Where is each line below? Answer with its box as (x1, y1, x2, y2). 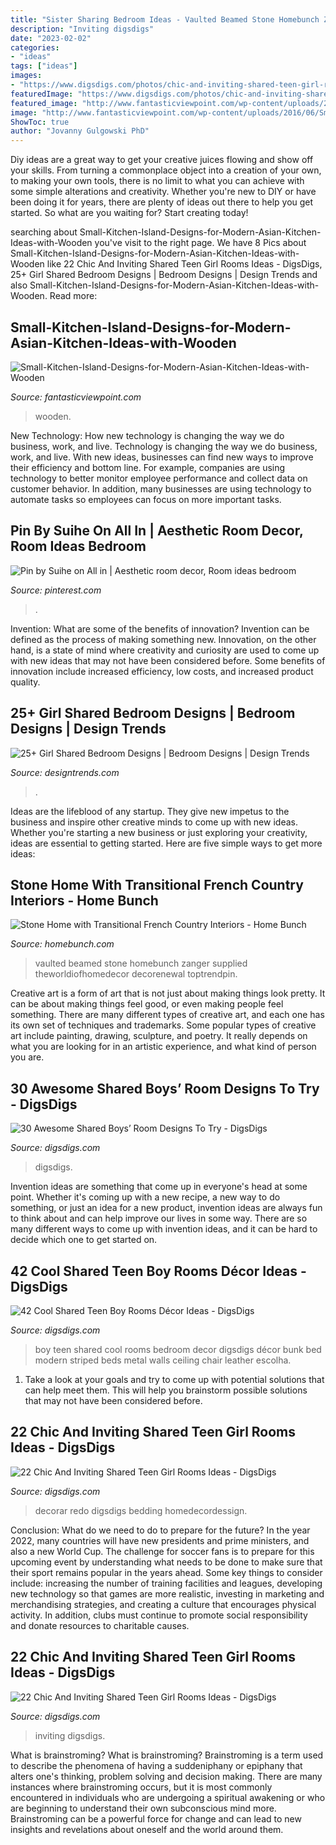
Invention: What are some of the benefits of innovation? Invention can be (10, 622, 310, 635)
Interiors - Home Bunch (10, 892, 159, 909)
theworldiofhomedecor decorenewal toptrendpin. (34, 968, 238, 980)
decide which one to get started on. (10, 1234, 158, 1246)
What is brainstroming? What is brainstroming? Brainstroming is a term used (10, 1749, 324, 1761)
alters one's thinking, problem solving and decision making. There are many (10, 1770, 323, 1782)
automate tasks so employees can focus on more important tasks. (10, 493, 282, 505)
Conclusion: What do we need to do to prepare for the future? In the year (10, 1524, 311, 1536)
